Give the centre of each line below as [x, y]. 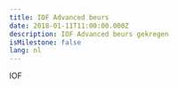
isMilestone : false [45, 42]
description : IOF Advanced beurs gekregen [89, 34]
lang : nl [25, 51]
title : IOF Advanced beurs [59, 17]
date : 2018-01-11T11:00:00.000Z [69, 26]
